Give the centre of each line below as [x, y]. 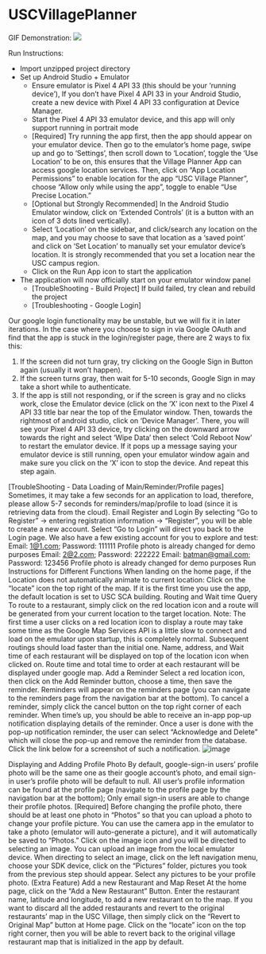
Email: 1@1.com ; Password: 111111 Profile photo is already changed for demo [132, 546]
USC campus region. [66, 263]
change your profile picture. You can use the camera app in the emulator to [131, 823]
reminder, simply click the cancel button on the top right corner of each [125, 707]
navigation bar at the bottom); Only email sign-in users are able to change [129, 798]
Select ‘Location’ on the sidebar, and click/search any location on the [145, 229]
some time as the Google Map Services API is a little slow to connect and [127, 630]
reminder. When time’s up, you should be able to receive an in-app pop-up [130, 715]
